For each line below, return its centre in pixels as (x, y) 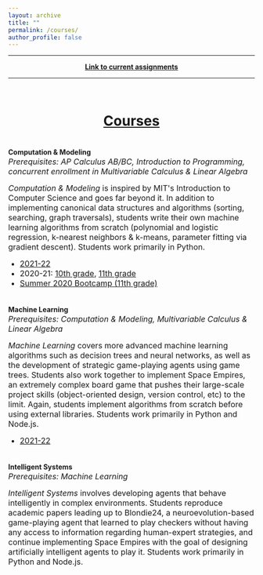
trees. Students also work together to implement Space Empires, (127, 375)
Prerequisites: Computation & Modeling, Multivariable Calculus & (128, 319)
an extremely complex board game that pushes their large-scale (126, 385)
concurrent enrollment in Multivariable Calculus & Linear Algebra (128, 172)
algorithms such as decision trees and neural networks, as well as (129, 355)
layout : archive (34, 15)
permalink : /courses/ (43, 30)
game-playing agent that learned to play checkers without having (128, 522)
